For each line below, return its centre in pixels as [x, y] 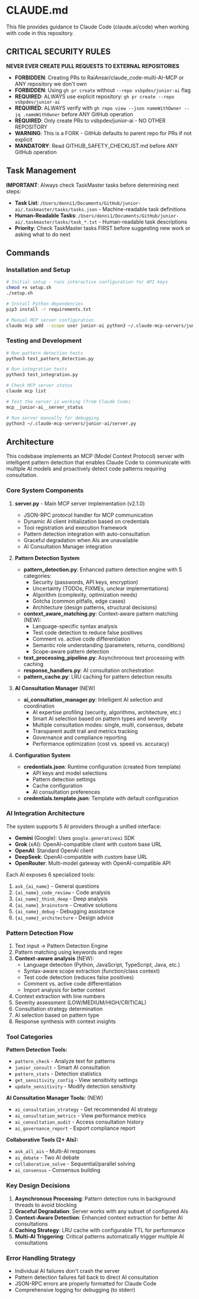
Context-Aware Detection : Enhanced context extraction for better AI [99, 1217]
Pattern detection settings [64, 779]
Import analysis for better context [64, 990]
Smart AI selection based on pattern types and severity [100, 718]
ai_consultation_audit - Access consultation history [79, 1122]
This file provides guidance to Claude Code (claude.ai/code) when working [98, 27]
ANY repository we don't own [51, 84]
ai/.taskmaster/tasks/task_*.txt [56, 222]
